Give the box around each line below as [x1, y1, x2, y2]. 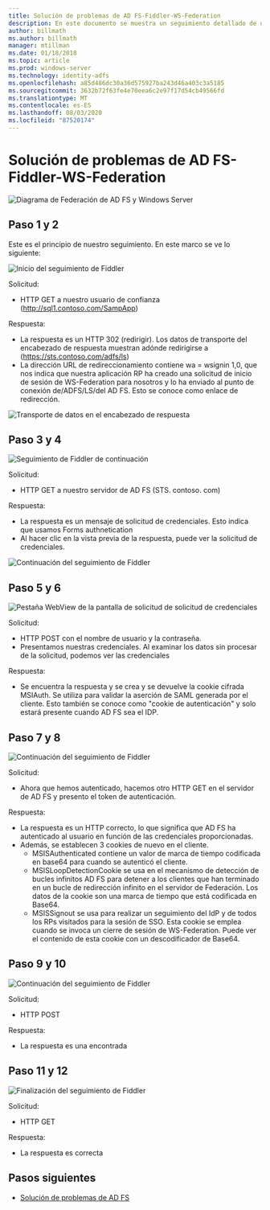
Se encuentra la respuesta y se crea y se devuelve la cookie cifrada [19, 682, 245, 691]
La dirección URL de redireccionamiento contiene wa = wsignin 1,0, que [19, 359, 257, 370]
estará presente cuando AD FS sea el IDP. [19, 708, 159, 717]
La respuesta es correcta [19, 1147, 104, 1158]
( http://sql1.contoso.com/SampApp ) [19, 303, 139, 313]
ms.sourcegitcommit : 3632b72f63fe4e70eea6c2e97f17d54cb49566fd [8, 86, 225, 95]
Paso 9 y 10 [8, 958, 67, 971]
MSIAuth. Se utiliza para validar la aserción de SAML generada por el [19, 691, 249, 700]
